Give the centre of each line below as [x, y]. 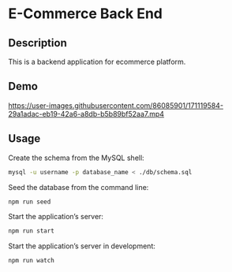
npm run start [32, 231]
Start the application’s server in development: [82, 246]
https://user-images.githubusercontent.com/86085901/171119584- [116, 105]
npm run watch [32, 261]
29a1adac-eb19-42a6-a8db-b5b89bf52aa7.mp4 [86, 114]
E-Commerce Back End [86, 14]
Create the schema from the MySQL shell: [76, 158]
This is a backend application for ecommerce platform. [97, 61]
